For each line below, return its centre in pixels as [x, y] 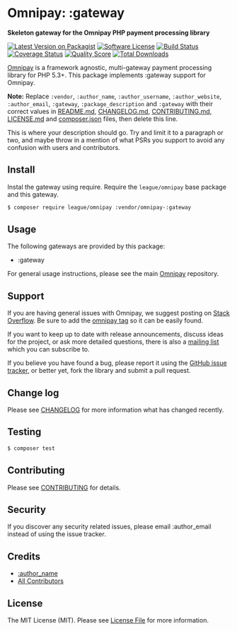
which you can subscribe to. [48, 349]
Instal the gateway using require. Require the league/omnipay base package [117, 187]
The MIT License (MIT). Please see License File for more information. [108, 620]
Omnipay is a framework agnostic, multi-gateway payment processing [110, 67]
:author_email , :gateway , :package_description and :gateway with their [110, 103]
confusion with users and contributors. [64, 147]
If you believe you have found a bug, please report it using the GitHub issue [117, 363]
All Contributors [40, 581]
